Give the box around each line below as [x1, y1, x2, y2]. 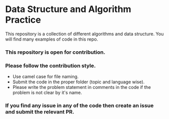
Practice [5, 14, 41, 26]
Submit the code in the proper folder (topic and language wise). [12, 79, 145, 85]
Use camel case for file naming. [12, 74, 79, 80]
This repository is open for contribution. [5, 49, 105, 56]
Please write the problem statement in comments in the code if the [12, 84, 151, 90]
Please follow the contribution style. [5, 62, 96, 69]
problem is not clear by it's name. [12, 89, 82, 96]
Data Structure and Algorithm [5, 4, 132, 15]
